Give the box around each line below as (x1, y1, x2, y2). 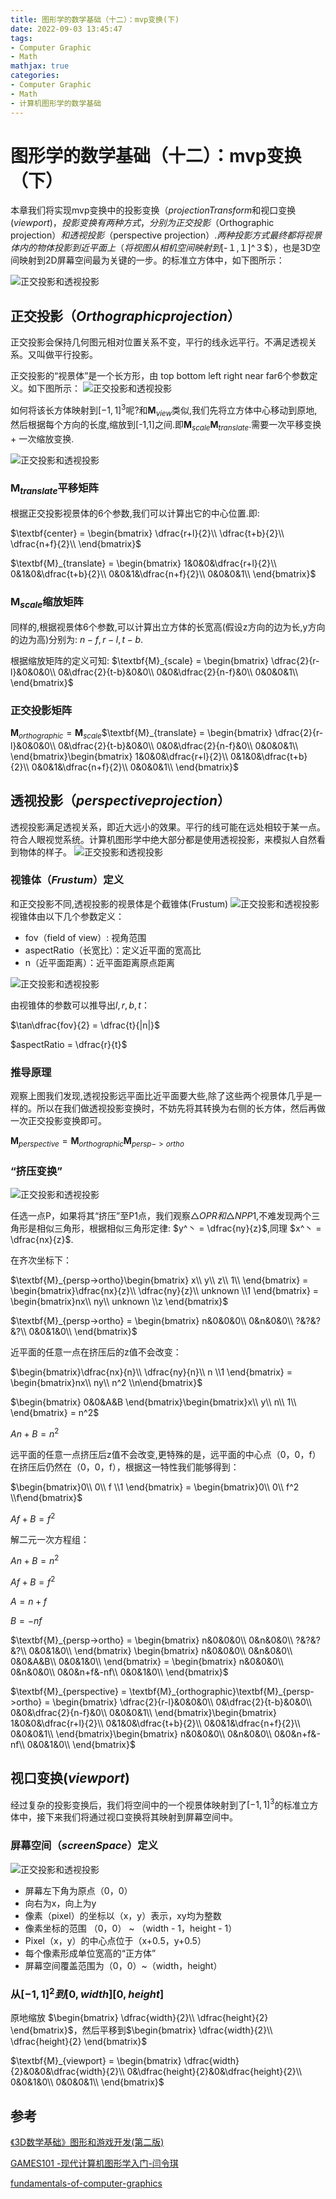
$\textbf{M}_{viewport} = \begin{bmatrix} (10, 2055, 182, 2067)
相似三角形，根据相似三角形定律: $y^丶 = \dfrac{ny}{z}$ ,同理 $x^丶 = (36, 1222, 322, 1235)
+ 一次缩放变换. (10, 432, 75, 445)
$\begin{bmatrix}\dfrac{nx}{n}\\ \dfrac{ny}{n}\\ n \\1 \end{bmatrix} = (10, 1366, 293, 1378)
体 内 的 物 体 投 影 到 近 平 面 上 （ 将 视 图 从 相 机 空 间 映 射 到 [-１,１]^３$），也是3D (10, 242, 313, 254)
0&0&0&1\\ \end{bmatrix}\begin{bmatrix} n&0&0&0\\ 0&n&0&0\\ (10, 1727, 273, 1740)
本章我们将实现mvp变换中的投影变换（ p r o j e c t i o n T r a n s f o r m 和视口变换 (10, 204, 297, 216)
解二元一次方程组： (10, 1533, 90, 1545)
